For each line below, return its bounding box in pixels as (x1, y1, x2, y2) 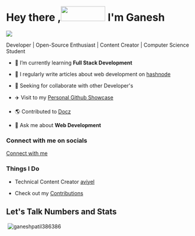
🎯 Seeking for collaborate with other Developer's (14, 82, 134, 89)
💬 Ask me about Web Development (14, 121, 102, 128)
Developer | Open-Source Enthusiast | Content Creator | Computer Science (6, 41, 189, 49)
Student (6, 47, 25, 54)
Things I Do (6, 164, 40, 173)
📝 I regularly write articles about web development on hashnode (14, 70, 171, 77)
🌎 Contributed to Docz (14, 108, 71, 115)
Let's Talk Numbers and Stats (6, 206, 117, 216)
